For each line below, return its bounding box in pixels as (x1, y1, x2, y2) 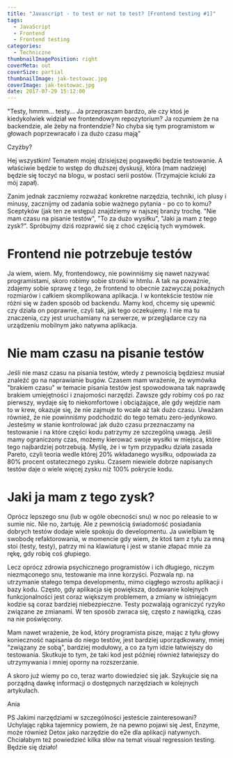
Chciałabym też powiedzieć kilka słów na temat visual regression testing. (7, 735, 216, 743)
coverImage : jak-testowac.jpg (7, 82, 95, 89)
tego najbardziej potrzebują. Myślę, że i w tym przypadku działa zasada (7, 443, 213, 450)
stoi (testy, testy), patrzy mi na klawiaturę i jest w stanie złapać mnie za (7, 542, 211, 550)
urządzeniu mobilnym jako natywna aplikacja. (7, 321, 138, 330)
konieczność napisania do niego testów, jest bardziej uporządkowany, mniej (7, 635, 225, 644)
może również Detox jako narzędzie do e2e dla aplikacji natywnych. (7, 728, 202, 736)
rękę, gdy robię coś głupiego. (7, 549, 92, 558)
